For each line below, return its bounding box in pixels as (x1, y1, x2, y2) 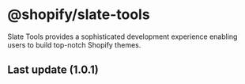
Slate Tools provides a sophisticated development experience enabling (7, 32, 238, 41)
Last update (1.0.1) (7, 63, 100, 77)
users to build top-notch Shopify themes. (7, 40, 141, 49)
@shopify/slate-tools (7, 6, 151, 24)
